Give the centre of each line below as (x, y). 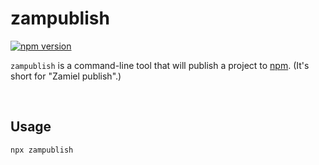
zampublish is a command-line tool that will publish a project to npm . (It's (160, 65)
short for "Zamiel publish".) (66, 76)
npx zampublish (42, 150)
